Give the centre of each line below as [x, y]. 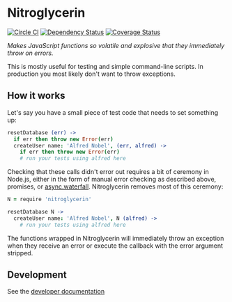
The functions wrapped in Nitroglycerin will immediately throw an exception [116, 238]
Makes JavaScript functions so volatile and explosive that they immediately [116, 45]
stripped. [20, 253]
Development [37, 275]
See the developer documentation [56, 292]
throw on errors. [30, 53]
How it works [36, 96]
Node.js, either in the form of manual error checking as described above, [112, 180]
